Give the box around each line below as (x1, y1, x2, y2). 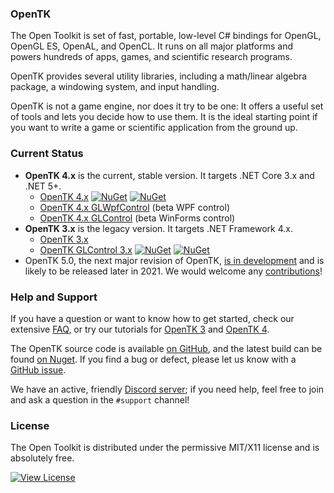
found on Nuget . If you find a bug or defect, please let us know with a (10, 353, 297, 365)
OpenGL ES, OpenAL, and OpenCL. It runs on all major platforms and (10, 40, 294, 52)
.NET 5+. (24, 180, 62, 192)
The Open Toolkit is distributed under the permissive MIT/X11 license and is (10, 442, 320, 454)
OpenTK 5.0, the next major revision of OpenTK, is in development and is (24, 254, 325, 266)
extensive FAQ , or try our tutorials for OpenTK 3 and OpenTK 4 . (10, 323, 270, 335)
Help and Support (10, 290, 98, 304)
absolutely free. (10, 452, 75, 464)
